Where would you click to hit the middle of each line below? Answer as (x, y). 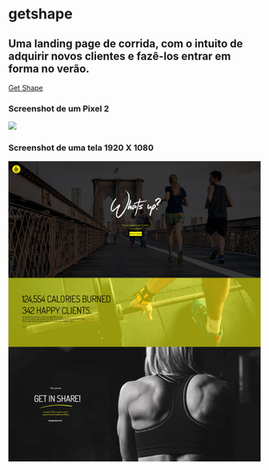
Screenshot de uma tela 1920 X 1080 (81, 148)
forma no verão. (49, 69)
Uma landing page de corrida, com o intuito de (126, 44)
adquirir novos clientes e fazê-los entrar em (120, 56)
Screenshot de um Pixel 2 (59, 108)
